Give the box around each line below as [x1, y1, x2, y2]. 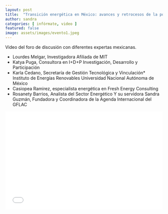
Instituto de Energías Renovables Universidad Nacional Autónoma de [12, 75, 154, 81]
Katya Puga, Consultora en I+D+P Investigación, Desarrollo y [12, 59, 138, 65]
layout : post [5, 7, 32, 12]
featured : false [5, 26, 39, 31]
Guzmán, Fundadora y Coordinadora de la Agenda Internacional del [12, 96, 151, 102]
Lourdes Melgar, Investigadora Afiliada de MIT [12, 54, 108, 60]
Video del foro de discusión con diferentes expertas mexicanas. [5, 44, 136, 50]
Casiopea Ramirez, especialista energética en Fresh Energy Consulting [12, 86, 158, 91]
